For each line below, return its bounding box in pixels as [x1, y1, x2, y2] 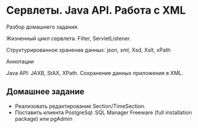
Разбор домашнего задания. [6, 23, 79, 30]
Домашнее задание [6, 87, 85, 97]
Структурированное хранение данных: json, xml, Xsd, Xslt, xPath [6, 46, 171, 54]
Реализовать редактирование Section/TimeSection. [14, 102, 146, 110]
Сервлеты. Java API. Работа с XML [6, 4, 186, 17]
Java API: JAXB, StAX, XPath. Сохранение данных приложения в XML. [6, 69, 184, 76]
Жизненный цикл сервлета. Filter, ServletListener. [6, 35, 131, 42]
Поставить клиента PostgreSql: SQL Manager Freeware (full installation [14, 108, 192, 116]
